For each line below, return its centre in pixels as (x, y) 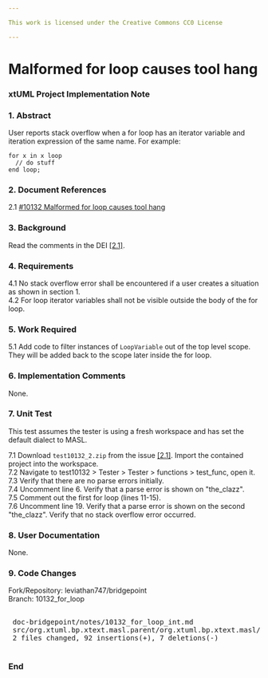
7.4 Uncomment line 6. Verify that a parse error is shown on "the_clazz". (126, 489)
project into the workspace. (53, 463)
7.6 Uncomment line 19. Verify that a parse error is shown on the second (127, 506)
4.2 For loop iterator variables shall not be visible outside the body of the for (133, 300)
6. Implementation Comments (67, 376)
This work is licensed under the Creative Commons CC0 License (116, 22)
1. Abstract (30, 115)
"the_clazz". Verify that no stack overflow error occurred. (102, 514)
